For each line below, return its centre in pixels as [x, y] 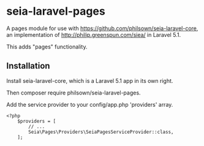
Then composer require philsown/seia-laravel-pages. [74, 93]
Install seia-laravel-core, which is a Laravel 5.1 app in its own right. [90, 80]
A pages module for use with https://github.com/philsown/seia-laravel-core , [102, 28]
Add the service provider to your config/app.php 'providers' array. [90, 104]
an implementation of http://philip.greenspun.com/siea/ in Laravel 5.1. [94, 34]
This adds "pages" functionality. [47, 47]
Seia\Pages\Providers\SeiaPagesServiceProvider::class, [101, 132]
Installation [28, 66]
